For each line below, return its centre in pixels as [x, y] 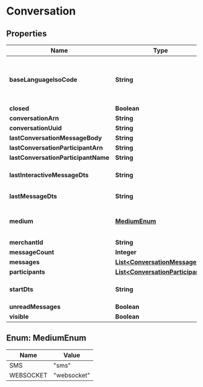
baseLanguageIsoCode [43, 80]
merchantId [26, 242]
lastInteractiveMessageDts [49, 175]
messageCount [32, 252]
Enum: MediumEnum [46, 338]
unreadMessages [35, 307]
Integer [126, 252]
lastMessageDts [33, 196]
